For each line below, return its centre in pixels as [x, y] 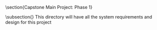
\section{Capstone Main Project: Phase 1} [49, 7]
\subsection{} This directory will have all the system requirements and [79, 17]
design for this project [29, 22]
